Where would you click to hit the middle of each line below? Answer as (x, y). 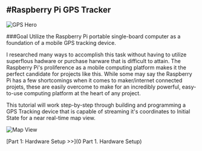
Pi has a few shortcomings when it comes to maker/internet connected (94, 80)
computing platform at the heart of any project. (82, 93)
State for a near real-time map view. (51, 118)
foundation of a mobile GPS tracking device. (61, 42)
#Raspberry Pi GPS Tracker (59, 10)
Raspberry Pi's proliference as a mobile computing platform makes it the (96, 67)
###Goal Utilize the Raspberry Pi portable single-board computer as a (93, 36)
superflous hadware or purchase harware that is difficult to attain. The (94, 61)
